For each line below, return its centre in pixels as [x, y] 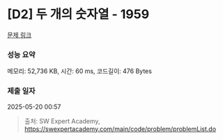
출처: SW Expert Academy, [62, 121]
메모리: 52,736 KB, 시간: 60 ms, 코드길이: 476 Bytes [79, 71]
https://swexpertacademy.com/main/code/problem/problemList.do [120, 129]
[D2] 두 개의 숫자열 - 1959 [78, 14]
